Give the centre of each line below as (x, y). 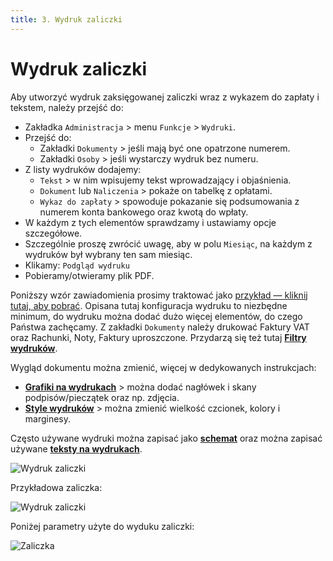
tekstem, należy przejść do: (67, 107)
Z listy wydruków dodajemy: (83, 169)
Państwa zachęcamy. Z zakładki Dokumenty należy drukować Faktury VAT (160, 327)
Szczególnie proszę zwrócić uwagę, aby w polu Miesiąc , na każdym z (168, 243)
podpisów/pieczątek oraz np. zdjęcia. (102, 397)
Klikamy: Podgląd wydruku (77, 265)
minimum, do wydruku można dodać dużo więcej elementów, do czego (156, 316)
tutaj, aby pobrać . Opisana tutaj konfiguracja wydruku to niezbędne (149, 305)
